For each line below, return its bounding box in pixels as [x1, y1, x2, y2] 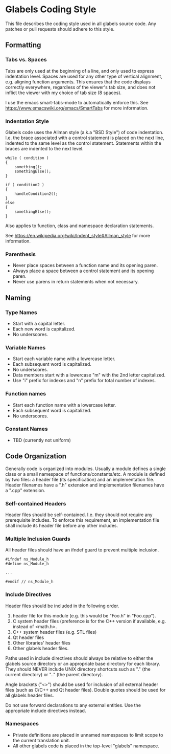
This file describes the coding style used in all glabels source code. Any [5, 20, 157, 27]
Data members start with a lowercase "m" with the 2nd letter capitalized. [12, 372, 166, 378]
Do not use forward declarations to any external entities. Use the [5, 702, 141, 708]
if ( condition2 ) [5, 182, 44, 187]
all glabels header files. [5, 692, 54, 698]
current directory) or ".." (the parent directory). [5, 671, 103, 677]
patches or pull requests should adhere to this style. [5, 26, 115, 32]
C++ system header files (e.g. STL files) [12, 629, 97, 635]
